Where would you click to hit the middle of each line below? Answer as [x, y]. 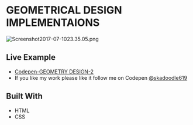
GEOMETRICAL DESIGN [64, 10]
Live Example [31, 57]
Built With [24, 97]
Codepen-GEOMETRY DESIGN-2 [54, 72]
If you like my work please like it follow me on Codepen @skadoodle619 [101, 77]
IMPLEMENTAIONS [53, 23]
